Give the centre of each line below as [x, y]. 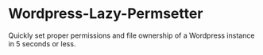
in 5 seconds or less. [42, 43]
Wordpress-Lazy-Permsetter [106, 14]
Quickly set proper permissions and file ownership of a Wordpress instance [131, 35]
